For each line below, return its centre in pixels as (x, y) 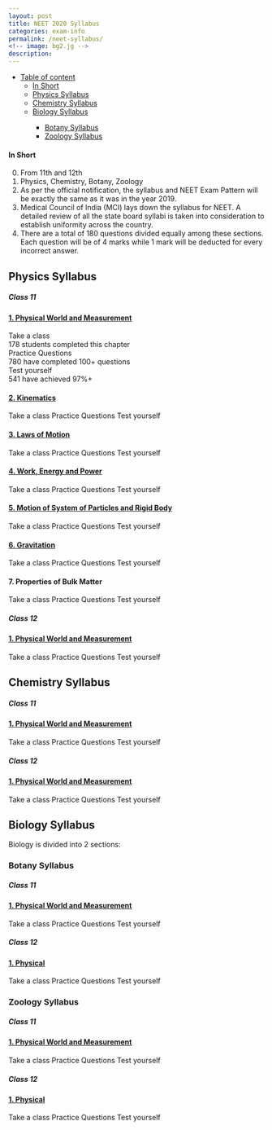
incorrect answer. (50, 251)
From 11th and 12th (51, 173)
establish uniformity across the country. (86, 225)
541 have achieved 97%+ (51, 379)
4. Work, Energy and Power (56, 471)
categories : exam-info (47, 31)
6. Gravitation (32, 545)
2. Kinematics (32, 398)
